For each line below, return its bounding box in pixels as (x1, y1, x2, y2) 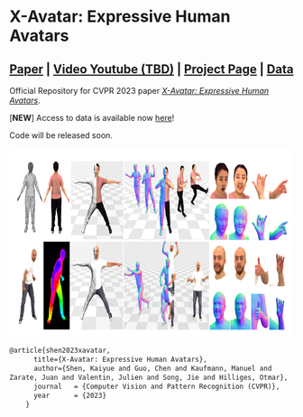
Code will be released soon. (9, 130, 113, 141)
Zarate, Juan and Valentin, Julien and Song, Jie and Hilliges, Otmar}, (9, 373, 289, 382)
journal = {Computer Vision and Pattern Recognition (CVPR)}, (32, 382, 280, 391)
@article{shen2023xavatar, (9, 346, 111, 355)
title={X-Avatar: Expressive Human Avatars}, (32, 355, 207, 364)
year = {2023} (32, 391, 106, 400)
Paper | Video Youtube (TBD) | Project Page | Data (9, 61, 294, 77)
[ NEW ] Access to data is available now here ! (9, 113, 175, 123)
